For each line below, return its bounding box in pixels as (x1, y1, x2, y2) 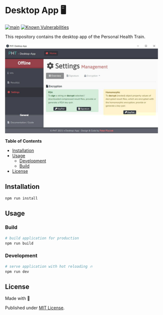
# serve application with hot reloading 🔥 (5, 264, 93, 269)
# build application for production (5, 236, 79, 241)
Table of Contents (5, 138, 42, 144)
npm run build (5, 241, 34, 246)
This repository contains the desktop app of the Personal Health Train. (5, 34, 146, 39)
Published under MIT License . (5, 305, 65, 311)
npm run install (5, 196, 38, 201)
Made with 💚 (5, 296, 31, 301)
